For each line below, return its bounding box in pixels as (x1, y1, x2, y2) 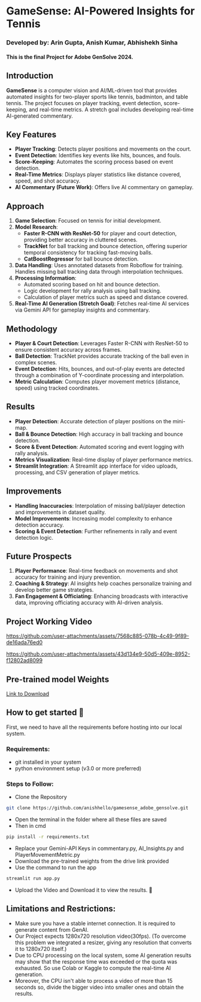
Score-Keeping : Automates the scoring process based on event (14, 158, 173, 166)
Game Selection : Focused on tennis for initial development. (14, 217, 162, 225)
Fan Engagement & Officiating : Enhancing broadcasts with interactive (14, 593, 188, 600)
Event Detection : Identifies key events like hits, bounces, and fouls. (14, 152, 181, 159)
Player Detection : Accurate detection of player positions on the (14, 417, 172, 424)
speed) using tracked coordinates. (14, 384, 100, 391)
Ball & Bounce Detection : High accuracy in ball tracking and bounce (14, 430, 184, 438)
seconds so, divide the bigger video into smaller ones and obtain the (14, 983, 184, 991)
